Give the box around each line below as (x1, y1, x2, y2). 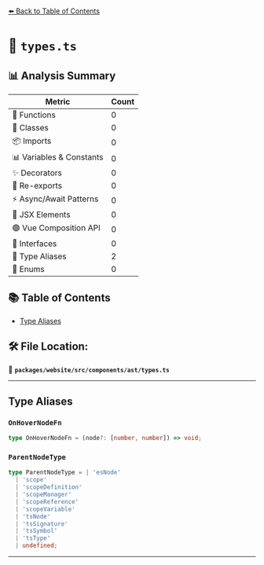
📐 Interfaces (12, 238, 57, 249)
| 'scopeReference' (15, 497, 79, 505)
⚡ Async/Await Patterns (12, 193, 99, 204)
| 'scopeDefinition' (15, 483, 82, 491)
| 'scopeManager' (15, 490, 72, 499)
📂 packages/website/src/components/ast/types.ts (8, 365, 170, 374)
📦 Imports (12, 136, 52, 146)
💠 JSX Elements (12, 209, 71, 220)
